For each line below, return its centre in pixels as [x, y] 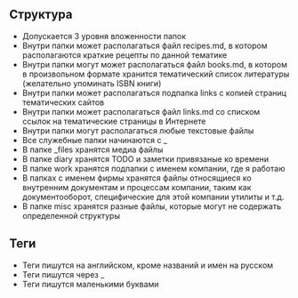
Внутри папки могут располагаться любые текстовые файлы [138, 130]
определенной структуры [71, 215]
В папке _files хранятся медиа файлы [93, 149]
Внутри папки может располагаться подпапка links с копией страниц [154, 93]
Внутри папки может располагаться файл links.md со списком [141, 111]
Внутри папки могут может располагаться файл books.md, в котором [154, 64]
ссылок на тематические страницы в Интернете [114, 121]
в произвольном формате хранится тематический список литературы [156, 74]
